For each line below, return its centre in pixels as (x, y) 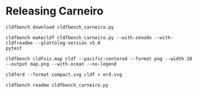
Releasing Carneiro (55, 11)
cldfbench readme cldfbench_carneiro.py (57, 85)
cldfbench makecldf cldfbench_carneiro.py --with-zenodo (79, 37)
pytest (14, 48)
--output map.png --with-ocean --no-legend (61, 64)
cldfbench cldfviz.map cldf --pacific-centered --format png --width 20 (99, 58)
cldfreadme (19, 43)
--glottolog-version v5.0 (68, 43)
